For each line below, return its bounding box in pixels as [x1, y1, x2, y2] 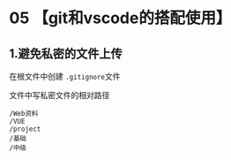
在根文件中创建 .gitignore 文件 [9, 72, 121, 81]
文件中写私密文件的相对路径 [9, 90, 110, 100]
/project [9, 125, 41, 133]
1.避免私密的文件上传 [9, 46, 123, 61]
